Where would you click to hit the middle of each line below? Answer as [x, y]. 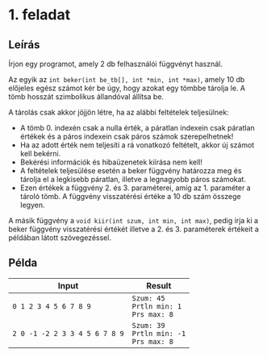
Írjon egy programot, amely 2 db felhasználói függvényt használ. [116, 64]
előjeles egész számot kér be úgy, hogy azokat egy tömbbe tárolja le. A [127, 88]
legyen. [32, 205]
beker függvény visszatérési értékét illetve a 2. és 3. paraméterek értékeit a [134, 229]
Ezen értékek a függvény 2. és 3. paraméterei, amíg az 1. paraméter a [136, 188]
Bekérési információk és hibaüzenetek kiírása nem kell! [111, 162]
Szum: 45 [148, 298]
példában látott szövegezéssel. [60, 238]
